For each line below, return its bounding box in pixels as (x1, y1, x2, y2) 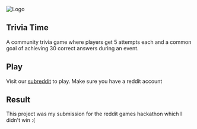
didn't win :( (6, 117, 36, 124)
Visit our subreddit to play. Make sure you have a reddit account (6, 78, 163, 85)
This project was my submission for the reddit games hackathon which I (6, 110, 182, 118)
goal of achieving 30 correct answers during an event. (6, 44, 139, 51)
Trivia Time (6, 22, 49, 33)
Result (6, 95, 31, 105)
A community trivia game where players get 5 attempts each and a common (6, 38, 192, 46)
